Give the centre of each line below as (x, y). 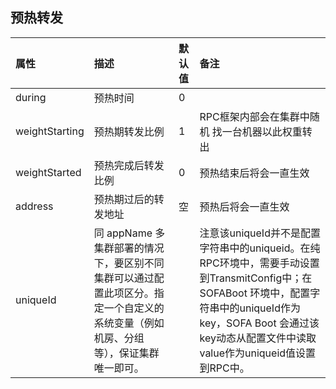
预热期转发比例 (129, 131)
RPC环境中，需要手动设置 (259, 263)
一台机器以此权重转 (267, 131)
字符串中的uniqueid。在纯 (260, 248)
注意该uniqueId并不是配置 (260, 233)
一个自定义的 (134, 308)
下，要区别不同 (129, 263)
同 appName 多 (129, 233)
